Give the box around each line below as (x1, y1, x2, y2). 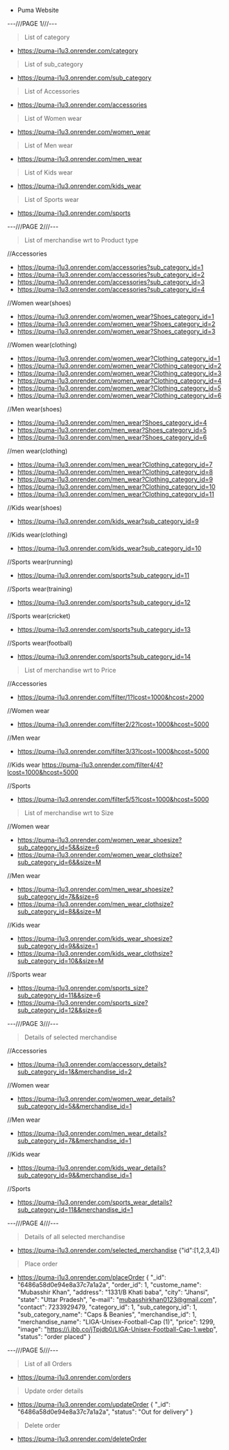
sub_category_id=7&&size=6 (17, 893, 100, 900)
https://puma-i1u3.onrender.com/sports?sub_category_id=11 (17, 571, 190, 579)
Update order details (24, 1386, 84, 1395)
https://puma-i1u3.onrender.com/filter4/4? (41, 761, 164, 769)
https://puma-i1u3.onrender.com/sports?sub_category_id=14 (17, 652, 191, 661)
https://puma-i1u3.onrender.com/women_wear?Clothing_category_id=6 (17, 391, 222, 400)
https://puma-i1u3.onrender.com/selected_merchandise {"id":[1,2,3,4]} (17, 1246, 221, 1254)
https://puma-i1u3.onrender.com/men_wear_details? (17, 1129, 167, 1137)
